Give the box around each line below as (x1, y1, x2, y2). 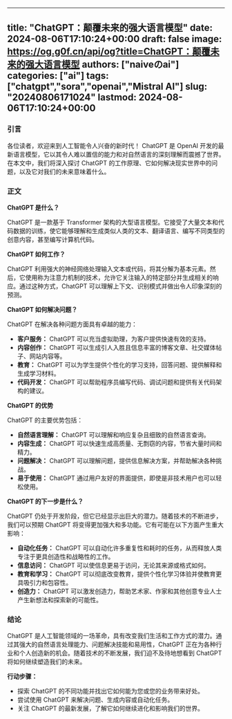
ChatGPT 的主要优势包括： (7, 415, 84, 424)
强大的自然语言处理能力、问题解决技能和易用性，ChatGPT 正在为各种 (19, 640, 216, 648)
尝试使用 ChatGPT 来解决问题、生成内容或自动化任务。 (17, 695, 174, 704)
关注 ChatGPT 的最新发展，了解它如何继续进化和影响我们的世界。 (17, 704, 204, 713)
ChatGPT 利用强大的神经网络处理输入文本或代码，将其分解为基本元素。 (7, 264, 211, 273)
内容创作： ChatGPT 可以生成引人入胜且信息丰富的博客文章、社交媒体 (17, 343, 216, 351)
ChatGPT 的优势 (7, 401, 54, 409)
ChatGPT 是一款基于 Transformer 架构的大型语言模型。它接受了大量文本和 (7, 218, 219, 226)
